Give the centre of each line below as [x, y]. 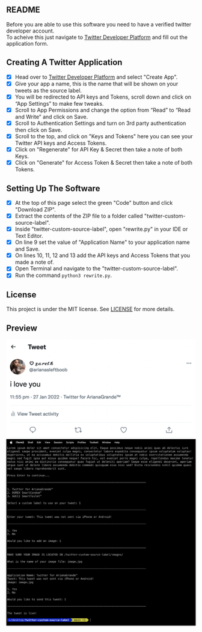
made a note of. [34, 262]
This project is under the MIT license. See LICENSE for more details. [90, 309]
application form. [27, 43]
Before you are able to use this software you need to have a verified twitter [99, 24]
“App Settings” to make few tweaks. [59, 103]
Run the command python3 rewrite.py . [63, 275]
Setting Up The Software [53, 188]
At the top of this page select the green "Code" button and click [94, 202]
